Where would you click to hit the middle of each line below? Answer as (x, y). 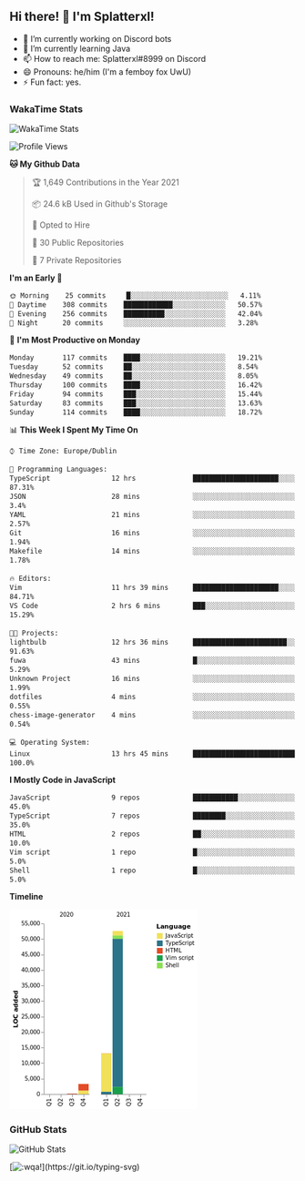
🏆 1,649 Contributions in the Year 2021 (105, 182)
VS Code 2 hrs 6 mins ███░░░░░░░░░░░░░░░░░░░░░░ (152, 606)
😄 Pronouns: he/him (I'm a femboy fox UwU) (107, 71)
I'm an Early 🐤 (36, 278)
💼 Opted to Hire (61, 225)
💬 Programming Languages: (58, 470)
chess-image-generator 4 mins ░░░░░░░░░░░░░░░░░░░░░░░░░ (152, 716)
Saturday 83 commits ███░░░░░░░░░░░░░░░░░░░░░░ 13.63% (136, 403)
